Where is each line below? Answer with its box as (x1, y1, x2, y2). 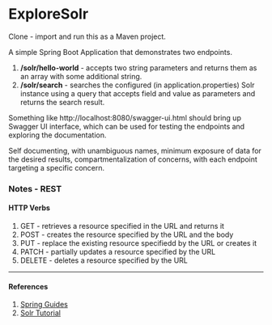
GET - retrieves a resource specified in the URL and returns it (19, 222, 225, 231)
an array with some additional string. (19, 71, 142, 81)
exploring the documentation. (8, 130, 107, 140)
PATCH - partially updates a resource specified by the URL (19, 247, 216, 257)
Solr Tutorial (19, 308, 61, 318)
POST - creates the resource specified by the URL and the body (19, 230, 234, 239)
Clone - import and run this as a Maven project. (8, 32, 166, 41)
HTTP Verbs (8, 203, 51, 213)
